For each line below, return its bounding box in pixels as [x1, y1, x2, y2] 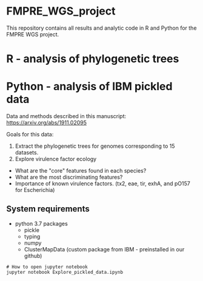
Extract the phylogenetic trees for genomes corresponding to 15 [15, 142, 175, 150]
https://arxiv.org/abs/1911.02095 [6, 119, 87, 127]
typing [24, 233, 41, 240]
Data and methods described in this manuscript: [6, 113, 127, 120]
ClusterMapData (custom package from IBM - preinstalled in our [24, 245, 185, 253]
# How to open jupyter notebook [6, 263, 88, 270]
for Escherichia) [15, 187, 55, 194]
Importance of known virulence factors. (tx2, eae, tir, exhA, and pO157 [15, 180, 191, 187]
